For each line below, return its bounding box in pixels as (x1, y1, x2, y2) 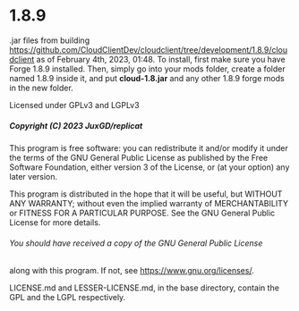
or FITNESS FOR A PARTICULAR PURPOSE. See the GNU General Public (9, 207, 276, 218)
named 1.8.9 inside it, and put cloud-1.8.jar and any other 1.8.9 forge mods (9, 72, 285, 83)
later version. (9, 171, 58, 181)
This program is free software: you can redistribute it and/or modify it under (9, 142, 288, 153)
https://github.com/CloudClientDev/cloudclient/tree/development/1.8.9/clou (9, 44, 288, 55)
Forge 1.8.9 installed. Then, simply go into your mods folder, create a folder (9, 63, 286, 74)
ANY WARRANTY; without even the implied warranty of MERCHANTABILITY (9, 198, 289, 208)
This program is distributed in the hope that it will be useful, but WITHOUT (9, 189, 283, 199)
